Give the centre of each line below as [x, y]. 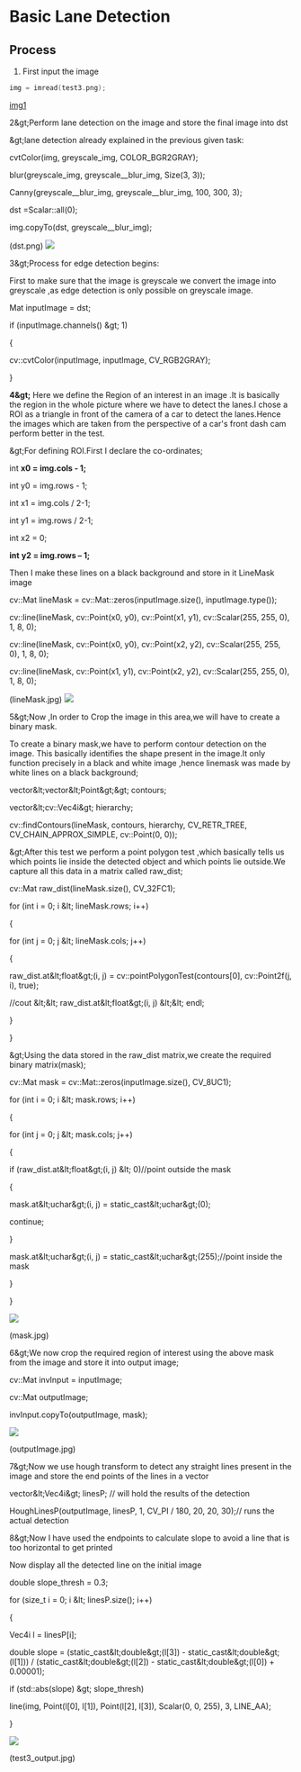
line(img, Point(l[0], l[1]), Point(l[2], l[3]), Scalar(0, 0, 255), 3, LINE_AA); [140, 1706]
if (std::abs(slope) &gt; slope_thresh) [77, 1688]
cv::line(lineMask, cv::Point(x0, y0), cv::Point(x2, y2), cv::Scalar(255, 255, [145, 644]
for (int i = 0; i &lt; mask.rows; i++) [73, 1099]
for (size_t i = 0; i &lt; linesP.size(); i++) [81, 1599]
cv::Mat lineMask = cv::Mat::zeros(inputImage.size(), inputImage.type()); [143, 600]
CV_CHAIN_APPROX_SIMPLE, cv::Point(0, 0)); [93, 834]
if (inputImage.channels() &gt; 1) [69, 325]
